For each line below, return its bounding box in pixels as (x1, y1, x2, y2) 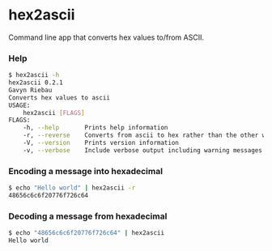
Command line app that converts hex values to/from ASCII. (8, 32, 205, 42)
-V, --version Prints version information (23, 139, 180, 147)
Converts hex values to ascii (8, 93, 111, 102)
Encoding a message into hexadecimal (8, 165, 164, 177)
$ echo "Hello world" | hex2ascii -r (8, 184, 136, 192)
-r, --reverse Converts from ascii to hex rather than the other (23, 131, 259, 139)
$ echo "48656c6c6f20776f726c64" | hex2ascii (8, 229, 164, 237)
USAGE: (8, 101, 31, 109)
